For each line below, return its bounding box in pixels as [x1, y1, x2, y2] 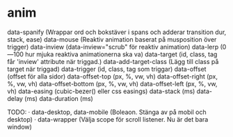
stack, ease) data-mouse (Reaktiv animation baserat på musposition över [7, 35, 217, 43]
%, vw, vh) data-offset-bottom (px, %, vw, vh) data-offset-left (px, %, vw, [7, 79, 218, 88]
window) [7, 122, 33, 131]
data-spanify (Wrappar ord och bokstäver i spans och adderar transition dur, [7, 28, 227, 36]
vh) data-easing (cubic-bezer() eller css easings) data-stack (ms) [7, 87, 195, 95]
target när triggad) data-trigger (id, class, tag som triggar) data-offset [7, 65, 207, 73]
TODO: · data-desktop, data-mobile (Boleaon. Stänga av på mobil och [7, 108, 207, 116]
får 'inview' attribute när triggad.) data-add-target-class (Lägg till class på [7, 57, 219, 65]
